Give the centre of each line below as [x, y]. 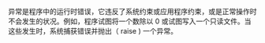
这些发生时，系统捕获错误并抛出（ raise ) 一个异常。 [93, 31]
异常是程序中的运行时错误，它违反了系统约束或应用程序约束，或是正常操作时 [132, 11]
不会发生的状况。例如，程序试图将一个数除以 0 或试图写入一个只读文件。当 [130, 21]
